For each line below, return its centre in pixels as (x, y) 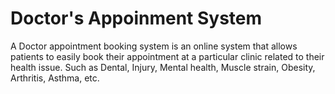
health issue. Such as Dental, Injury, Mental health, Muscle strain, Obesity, (163, 67)
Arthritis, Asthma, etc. (55, 78)
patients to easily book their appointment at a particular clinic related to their (167, 56)
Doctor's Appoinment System (136, 18)
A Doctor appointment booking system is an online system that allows (154, 46)
